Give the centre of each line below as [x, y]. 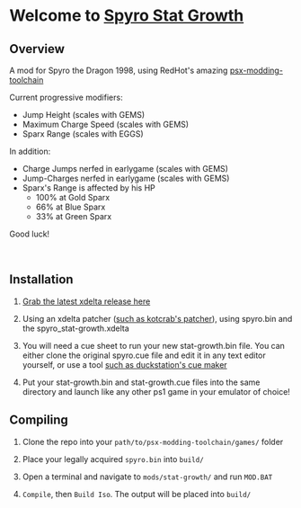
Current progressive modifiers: [66, 97]
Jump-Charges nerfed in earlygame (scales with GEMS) [126, 178]
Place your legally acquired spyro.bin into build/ [113, 459]
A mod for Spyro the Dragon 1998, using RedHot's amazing [119, 70]
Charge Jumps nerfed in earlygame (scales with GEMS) [125, 169]
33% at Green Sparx [74, 216]
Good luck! [30, 234]
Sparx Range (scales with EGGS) [83, 134]
